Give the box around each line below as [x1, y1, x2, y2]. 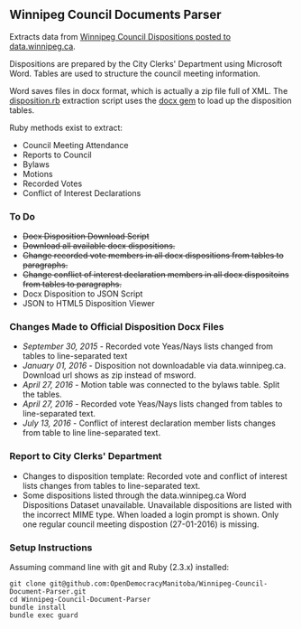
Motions [22, 168, 53, 179]
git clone [9, 579, 47, 588]
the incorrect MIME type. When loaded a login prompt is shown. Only [22, 509, 279, 520]
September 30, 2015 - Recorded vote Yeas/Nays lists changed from [22, 341, 273, 352]
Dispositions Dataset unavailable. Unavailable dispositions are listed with [22, 499, 293, 510]
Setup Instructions [9, 541, 93, 554]
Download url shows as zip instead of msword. [22, 370, 196, 380]
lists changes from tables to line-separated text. [22, 480, 201, 491]
